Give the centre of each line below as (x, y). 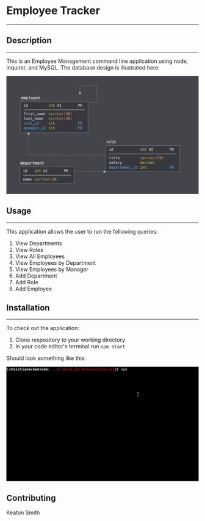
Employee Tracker (53, 11)
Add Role (27, 282)
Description (29, 41)
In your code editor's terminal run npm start (70, 347)
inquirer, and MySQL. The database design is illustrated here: (83, 67)
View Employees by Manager (52, 269)
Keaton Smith (23, 512)
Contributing (31, 498)
